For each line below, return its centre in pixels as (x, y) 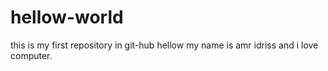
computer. (31, 55)
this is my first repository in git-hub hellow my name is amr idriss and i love (164, 45)
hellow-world (67, 17)
